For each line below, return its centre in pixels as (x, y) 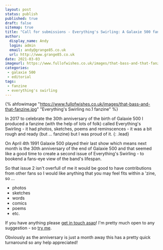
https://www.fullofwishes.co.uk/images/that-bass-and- (95, 104)
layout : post (18, 9)
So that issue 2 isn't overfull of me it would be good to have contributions (78, 168)
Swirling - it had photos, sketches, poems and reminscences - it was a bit (78, 129)
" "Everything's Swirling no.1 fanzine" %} (77, 109)
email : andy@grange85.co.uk (38, 50)
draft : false (18, 23)
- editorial (19, 77)
